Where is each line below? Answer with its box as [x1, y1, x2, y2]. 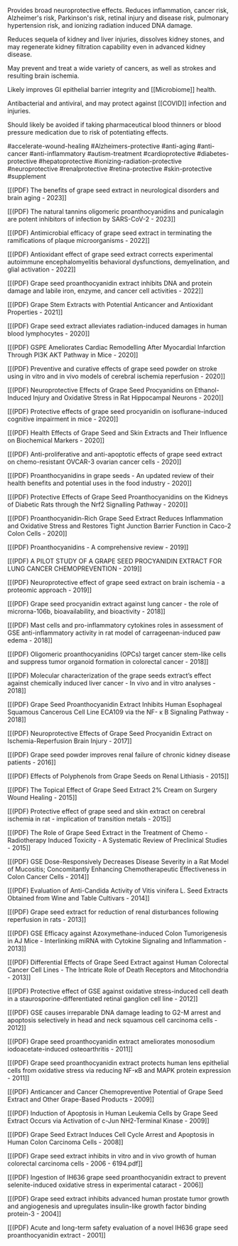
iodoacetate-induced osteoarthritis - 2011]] [7, 1045, 134, 1053]
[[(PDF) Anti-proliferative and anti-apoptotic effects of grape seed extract [7, 450, 222, 458]
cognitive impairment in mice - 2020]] [7, 415, 119, 423]
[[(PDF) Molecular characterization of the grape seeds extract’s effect [7, 671, 212, 680]
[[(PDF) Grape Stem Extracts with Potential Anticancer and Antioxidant [7, 301, 213, 308]
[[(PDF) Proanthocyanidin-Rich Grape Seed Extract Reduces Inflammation [7, 514, 224, 522]
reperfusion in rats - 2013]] [7, 915, 87, 923]
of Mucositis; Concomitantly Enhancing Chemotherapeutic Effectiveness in [7, 865, 227, 873]
